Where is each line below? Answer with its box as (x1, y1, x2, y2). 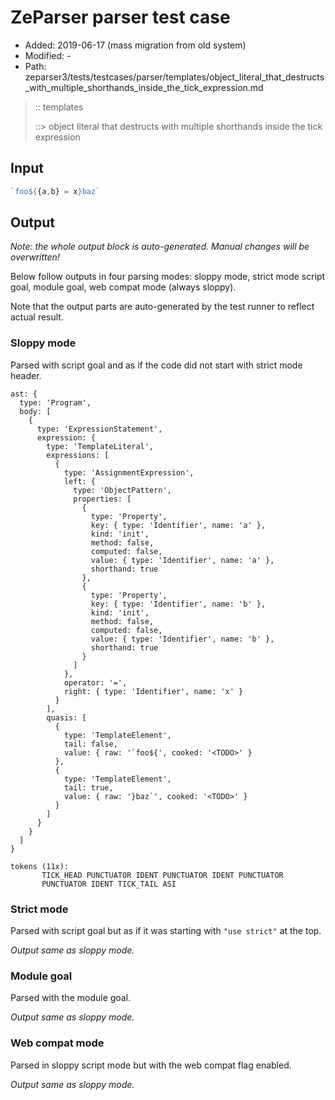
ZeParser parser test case (10, 6, 231, 29)
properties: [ (73, 494, 132, 504)
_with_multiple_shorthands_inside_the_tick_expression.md (24, 81, 264, 93)
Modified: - (24, 49, 72, 61)
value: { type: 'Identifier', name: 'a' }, (90, 555, 275, 565)
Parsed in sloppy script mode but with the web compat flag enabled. (10, 1059, 292, 1071)
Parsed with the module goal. (10, 992, 132, 1004)
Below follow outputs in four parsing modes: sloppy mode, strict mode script (10, 271, 326, 283)
